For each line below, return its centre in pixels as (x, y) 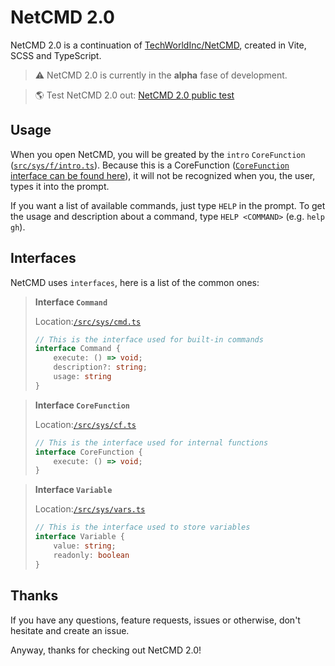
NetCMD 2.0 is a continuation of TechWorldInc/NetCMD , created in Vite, (158, 45)
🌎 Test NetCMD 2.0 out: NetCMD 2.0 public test (134, 95)
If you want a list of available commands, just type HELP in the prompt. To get (168, 205)
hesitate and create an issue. (70, 630)
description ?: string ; (100, 367)
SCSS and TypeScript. (56, 55)
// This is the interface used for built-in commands (149, 339)
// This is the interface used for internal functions (151, 442)
